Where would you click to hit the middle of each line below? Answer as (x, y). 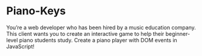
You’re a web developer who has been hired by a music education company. (101, 27)
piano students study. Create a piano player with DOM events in (98, 40)
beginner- (178, 33)
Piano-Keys (36, 11)
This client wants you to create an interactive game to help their (85, 33)
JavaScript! (21, 46)
